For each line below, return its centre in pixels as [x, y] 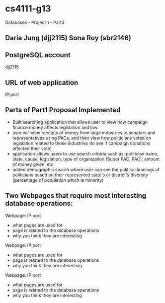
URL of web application [42, 82]
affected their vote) [32, 148]
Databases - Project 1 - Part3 [35, 22]
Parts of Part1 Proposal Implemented [63, 110]
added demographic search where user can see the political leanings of [86, 169]
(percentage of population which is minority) [58, 180]
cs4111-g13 [28, 9]
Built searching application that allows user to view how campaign [80, 122]
